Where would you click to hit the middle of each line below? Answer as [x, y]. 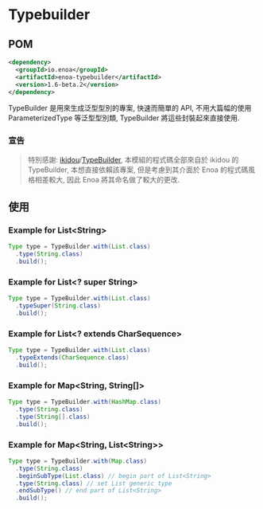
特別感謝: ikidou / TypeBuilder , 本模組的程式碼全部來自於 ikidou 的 [133, 159]
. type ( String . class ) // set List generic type [94, 484]
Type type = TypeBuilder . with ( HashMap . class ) [85, 402]
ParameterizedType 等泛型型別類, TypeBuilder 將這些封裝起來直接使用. [124, 118]
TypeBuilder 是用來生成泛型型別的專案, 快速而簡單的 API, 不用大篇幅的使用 [130, 108]
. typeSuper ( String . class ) [58, 306]
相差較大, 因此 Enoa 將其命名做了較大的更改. [107, 179]
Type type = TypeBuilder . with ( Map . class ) [78, 461]
